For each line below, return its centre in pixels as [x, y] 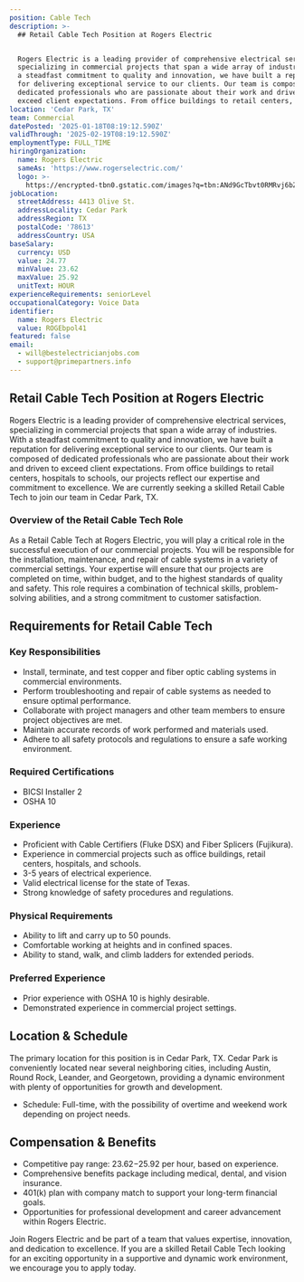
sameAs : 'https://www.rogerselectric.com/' [100, 168]
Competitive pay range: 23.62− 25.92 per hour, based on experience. [150, 1164]
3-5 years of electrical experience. [87, 873]
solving [23, 597]
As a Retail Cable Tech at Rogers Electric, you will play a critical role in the [147, 540]
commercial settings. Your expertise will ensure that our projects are [137, 569]
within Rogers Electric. [64, 1221]
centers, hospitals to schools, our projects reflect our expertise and [135, 478]
